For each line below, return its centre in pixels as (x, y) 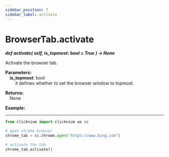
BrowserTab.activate (50, 39)
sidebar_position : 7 (27, 10)
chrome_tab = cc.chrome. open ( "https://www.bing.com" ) (63, 136)
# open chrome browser (29, 131)
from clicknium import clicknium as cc (47, 122)
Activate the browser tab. (31, 63)
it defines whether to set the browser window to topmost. (74, 83)
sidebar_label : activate (31, 15)
